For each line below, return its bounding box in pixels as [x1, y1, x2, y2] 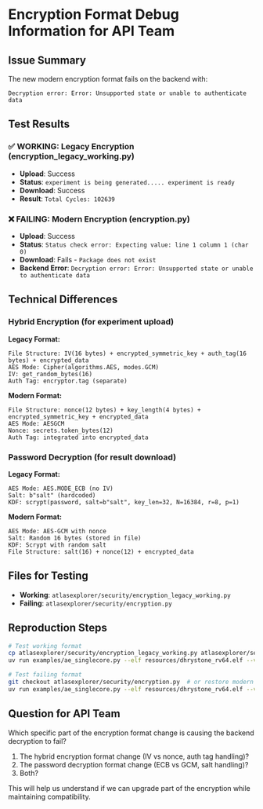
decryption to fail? [8, 736, 67, 745]
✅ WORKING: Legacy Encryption [8, 141, 135, 152]
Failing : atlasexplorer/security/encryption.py [19, 599, 172, 608]
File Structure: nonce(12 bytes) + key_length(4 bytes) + [8, 406, 201, 414]
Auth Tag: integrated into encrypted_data [8, 434, 149, 441]
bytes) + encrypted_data [8, 356, 89, 364]
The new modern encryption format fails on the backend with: [8, 75, 208, 83]
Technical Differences [8, 293, 118, 306]
